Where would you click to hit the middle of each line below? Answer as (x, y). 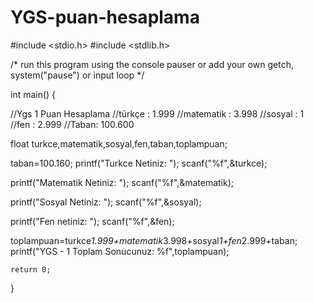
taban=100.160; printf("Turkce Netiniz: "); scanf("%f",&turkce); (139, 163)
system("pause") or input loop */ (77, 75)
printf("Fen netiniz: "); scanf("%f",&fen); (92, 221)
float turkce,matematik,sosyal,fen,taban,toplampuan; (119, 143)
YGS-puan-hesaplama (105, 17)
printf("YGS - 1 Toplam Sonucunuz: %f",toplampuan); (120, 251)
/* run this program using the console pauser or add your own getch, (152, 64)
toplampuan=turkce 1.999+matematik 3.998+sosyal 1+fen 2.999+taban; (154, 240)
